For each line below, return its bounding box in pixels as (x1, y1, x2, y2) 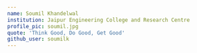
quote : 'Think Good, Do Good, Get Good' (7, 29, 126, 36)
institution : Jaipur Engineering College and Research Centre (7, 17, 190, 23)
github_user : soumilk (7, 36, 70, 43)
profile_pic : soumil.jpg (7, 23, 79, 30)
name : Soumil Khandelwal (7, 10, 79, 17)
